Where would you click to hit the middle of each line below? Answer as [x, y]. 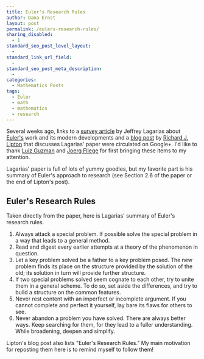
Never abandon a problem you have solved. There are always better [100, 318]
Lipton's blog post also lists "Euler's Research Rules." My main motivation [98, 343]
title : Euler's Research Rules [46, 12]
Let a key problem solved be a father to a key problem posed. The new [104, 260]
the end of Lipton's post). [38, 182]
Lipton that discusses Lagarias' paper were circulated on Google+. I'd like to [102, 144]
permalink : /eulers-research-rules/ [53, 29]
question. [27, 254]
